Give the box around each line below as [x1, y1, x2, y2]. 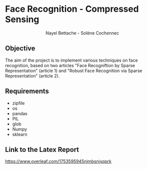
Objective [5, 44, 36, 52]
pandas [12, 110, 28, 116]
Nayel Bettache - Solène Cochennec [46, 30, 119, 36]
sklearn [12, 131, 28, 137]
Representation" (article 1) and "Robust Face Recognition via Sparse [5, 68, 143, 73]
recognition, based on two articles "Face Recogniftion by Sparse [5, 62, 135, 68]
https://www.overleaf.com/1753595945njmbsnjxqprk [5, 158, 112, 165]
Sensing [5, 14, 39, 25]
